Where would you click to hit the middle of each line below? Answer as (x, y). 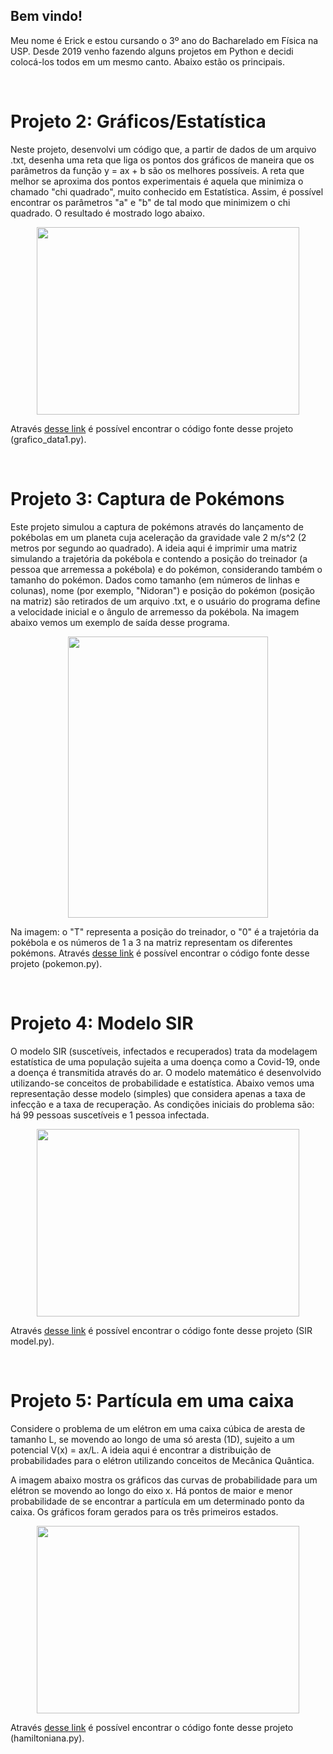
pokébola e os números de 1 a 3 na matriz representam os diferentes (151, 942)
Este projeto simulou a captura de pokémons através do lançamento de (157, 526)
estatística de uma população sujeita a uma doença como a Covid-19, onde (165, 1061)
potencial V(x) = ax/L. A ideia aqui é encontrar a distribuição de (141, 1450)
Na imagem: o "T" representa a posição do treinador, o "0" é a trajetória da (165, 931)
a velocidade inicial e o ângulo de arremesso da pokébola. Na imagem (155, 611)
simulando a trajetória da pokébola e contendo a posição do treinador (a (159, 558)
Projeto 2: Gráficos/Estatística (138, 121)
